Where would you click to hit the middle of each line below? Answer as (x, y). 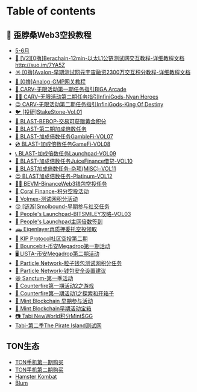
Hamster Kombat (36, 376)
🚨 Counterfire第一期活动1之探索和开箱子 (64, 293)
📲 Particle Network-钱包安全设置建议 (61, 271)
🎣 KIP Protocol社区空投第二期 (51, 238)
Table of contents (51, 11)
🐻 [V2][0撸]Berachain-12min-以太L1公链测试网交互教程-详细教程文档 (100, 58)
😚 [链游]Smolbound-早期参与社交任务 (62, 206)
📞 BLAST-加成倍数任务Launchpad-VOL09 (65, 153)
